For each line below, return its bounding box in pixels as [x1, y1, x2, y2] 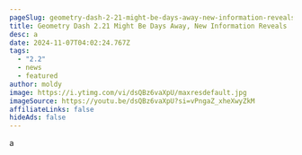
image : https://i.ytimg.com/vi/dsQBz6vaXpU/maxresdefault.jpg [9, 88, 247, 97]
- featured [17, 72, 58, 81]
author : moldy [9, 80, 63, 89]
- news [17, 64, 42, 73]
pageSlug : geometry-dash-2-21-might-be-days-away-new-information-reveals [9, 13, 296, 22]
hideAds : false [9, 113, 67, 122]
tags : [9, 47, 30, 56]
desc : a [9, 30, 39, 39]
